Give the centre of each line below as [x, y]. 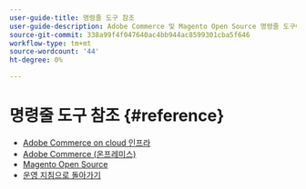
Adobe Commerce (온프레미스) [79, 154]
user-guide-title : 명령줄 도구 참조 [72, 18]
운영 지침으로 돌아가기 [62, 174]
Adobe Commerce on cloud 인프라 [87, 143]
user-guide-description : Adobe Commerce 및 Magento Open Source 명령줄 [144, 26]
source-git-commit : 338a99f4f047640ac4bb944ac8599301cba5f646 [130, 35]
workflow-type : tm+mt [51, 43]
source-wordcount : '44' [55, 52]
